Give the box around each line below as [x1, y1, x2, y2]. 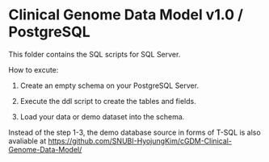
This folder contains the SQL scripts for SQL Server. [8, 49, 181, 59]
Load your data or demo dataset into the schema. [19, 111, 185, 122]
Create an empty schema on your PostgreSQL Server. [19, 81, 200, 90]
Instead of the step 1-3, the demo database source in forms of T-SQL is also [8, 127, 261, 137]
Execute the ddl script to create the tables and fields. [19, 96, 196, 106]
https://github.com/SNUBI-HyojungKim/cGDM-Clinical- [48, 135, 233, 146]
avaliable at [8, 135, 47, 146]
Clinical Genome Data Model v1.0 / [8, 6, 244, 24]
